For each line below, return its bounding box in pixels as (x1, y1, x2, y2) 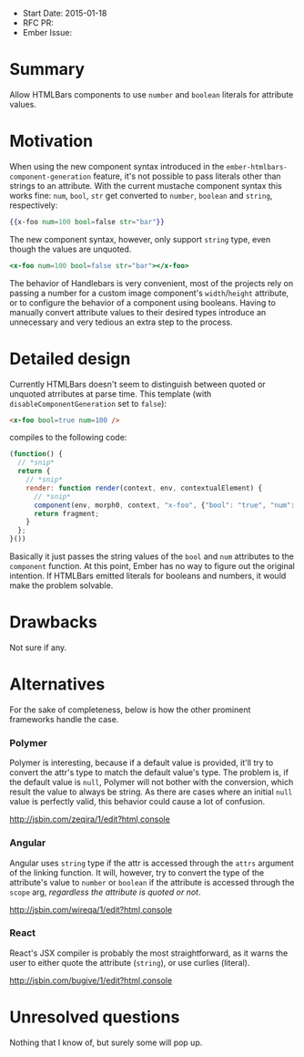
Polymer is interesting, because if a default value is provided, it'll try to (9, 757, 274, 769)
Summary (9, 59, 85, 80)
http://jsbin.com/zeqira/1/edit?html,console (9, 813, 170, 824)
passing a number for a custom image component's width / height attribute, (9, 287, 289, 298)
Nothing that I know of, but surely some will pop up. (9, 1037, 203, 1048)
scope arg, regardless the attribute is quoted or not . (9, 886, 201, 897)
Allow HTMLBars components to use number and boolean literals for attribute (9, 88, 294, 99)
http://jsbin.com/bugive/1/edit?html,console (9, 975, 173, 986)
